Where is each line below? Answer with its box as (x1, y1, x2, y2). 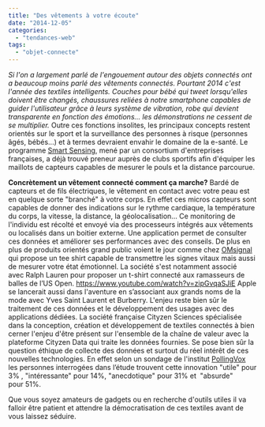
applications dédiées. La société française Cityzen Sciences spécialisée (8, 312, 242, 321)
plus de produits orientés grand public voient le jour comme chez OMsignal (8, 245, 252, 254)
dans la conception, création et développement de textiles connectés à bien (8, 321, 255, 330)
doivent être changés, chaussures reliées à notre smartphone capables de (8, 96, 252, 104)
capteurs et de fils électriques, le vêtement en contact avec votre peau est (8, 187, 250, 195)
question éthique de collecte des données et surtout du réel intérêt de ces (8, 346, 249, 355)
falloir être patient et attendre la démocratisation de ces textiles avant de (8, 403, 244, 412)
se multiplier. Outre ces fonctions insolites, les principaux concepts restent (8, 120, 251, 130)
